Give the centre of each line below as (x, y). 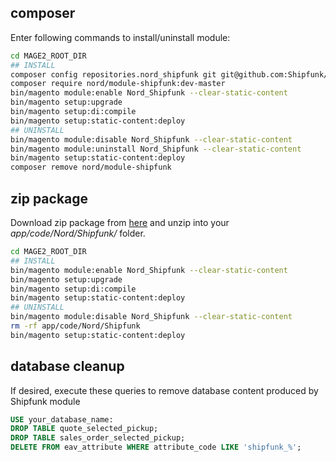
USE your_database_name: (62, 419)
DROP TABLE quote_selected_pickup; (84, 429)
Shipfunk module (45, 401)
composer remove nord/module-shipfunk (91, 167)
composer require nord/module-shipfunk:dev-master (118, 84)
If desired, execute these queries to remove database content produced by (164, 390)
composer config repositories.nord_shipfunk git (113, 74)
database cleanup (67, 366)
